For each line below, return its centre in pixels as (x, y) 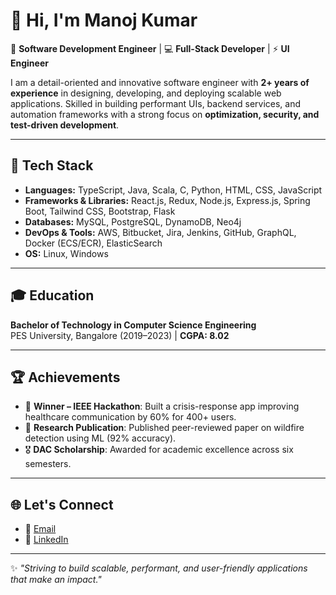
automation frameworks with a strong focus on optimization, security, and (165, 114)
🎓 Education (52, 295)
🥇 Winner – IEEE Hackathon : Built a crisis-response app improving (162, 406)
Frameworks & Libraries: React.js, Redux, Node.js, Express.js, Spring (167, 200)
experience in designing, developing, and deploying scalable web (146, 93)
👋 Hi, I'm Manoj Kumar (104, 20)
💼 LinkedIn (46, 540)
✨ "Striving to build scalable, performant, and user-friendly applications (159, 568)
